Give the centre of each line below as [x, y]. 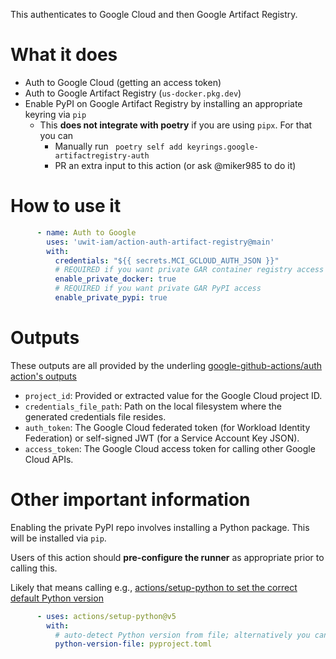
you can [56, 135]
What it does [64, 55]
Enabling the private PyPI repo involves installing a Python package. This [160, 527]
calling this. [34, 568]
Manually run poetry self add [118, 146]
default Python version [57, 598]
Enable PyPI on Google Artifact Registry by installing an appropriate [163, 103]
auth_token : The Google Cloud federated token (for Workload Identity [167, 427]
